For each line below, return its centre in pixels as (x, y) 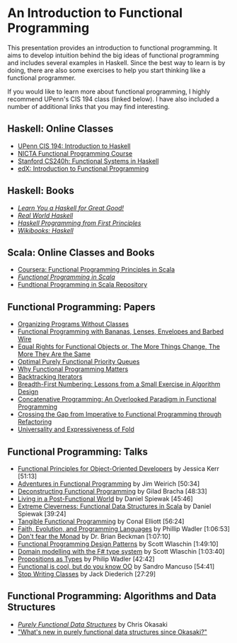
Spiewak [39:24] (42, 514)
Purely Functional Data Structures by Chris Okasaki (92, 624)
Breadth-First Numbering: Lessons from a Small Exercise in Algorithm (119, 385)
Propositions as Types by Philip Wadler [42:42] (86, 559)
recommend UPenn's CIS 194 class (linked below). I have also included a (113, 99)
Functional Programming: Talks (78, 451)
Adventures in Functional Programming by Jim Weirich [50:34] (109, 484)
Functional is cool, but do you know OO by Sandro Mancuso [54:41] (116, 567)
